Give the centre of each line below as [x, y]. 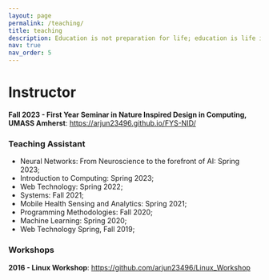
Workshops [31, 250]
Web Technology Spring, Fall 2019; [77, 230]
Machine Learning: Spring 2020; [73, 221]
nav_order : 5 [30, 53]
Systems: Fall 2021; [52, 195]
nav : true [25, 46]
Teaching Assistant [47, 143]
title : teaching [35, 30]
